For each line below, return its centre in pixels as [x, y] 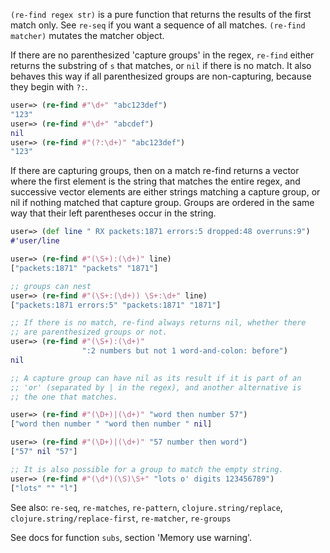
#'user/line [35, 241]
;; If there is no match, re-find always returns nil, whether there [158, 323]
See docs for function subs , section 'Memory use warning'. [131, 537]
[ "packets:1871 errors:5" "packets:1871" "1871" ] [116, 305]
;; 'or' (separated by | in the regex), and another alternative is [156, 387]
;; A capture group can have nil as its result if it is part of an [156, 378]
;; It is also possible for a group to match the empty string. [147, 469]
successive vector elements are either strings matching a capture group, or [165, 192]
